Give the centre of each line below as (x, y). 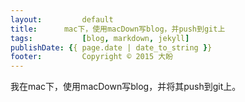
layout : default (62, 19)
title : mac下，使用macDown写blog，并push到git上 (118, 29)
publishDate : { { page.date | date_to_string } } (111, 47)
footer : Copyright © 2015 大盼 (92, 57)
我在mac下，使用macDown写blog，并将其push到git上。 (126, 87)
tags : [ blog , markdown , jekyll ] (100, 38)
